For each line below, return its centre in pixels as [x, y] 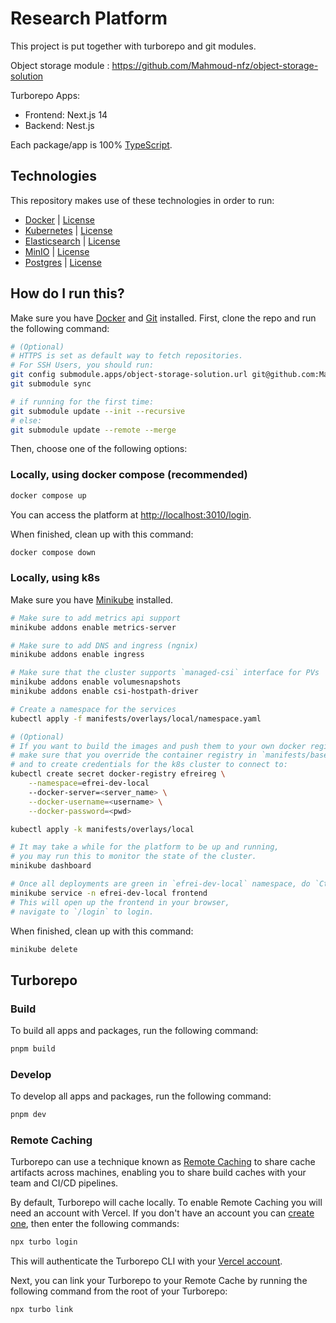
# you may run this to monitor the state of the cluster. [133, 857]
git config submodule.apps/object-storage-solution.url [129, 375]
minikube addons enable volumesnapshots [96, 682]
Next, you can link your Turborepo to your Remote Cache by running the [159, 1281]
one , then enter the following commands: [95, 1224]
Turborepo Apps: [45, 95]
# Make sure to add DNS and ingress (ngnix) [104, 645]
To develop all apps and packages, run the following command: [141, 1096]
